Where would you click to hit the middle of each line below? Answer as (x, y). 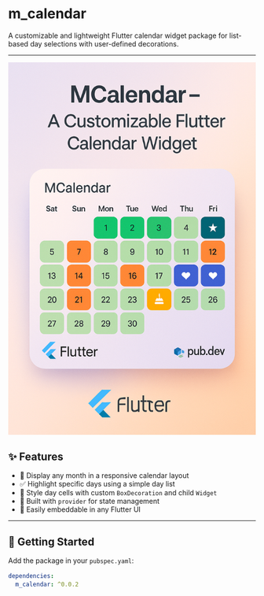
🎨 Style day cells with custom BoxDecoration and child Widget (118, 493)
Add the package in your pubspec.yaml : (71, 561)
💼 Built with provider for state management (89, 502)
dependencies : (31, 576)
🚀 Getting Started (51, 541)
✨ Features (36, 457)
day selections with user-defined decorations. (104, 43)
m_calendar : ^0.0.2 (47, 585)
